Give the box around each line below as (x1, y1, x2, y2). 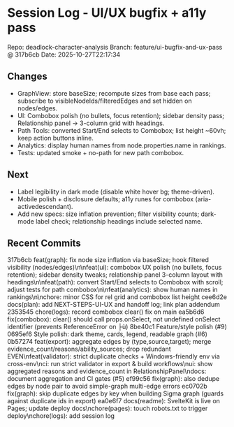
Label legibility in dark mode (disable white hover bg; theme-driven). (17, 187, 215, 196)
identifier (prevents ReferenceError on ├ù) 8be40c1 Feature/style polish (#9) (7, 323, 227, 331)
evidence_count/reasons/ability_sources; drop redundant (7, 345, 171, 354)
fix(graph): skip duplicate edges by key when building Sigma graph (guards (7, 389, 224, 398)
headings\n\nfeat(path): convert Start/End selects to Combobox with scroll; (7, 278, 224, 287)
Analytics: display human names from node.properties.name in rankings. (17, 141, 226, 150)
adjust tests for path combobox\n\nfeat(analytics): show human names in (7, 285, 218, 294)
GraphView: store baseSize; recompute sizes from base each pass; (17, 89, 211, 97)
